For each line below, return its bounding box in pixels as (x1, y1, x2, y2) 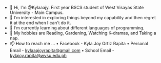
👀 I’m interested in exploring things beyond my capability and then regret (9, 15, 156, 20)
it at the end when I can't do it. (9, 20, 71, 25)
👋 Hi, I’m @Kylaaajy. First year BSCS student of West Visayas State (9, 5, 144, 10)
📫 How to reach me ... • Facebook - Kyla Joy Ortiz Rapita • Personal (9, 41, 148, 46)
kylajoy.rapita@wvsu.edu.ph (9, 53, 67, 58)
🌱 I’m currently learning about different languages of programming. (9, 25, 145, 31)
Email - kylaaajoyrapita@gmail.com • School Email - (9, 48, 115, 53)
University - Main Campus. (9, 10, 64, 15)
